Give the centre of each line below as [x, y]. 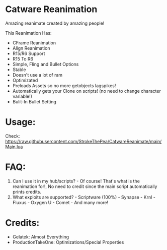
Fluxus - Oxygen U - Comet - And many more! [60, 202]
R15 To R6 [23, 58]
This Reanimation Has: [28, 33]
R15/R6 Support [29, 53]
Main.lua [14, 147]
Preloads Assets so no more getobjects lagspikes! [64, 85]
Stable [19, 70]
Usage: [21, 122]
